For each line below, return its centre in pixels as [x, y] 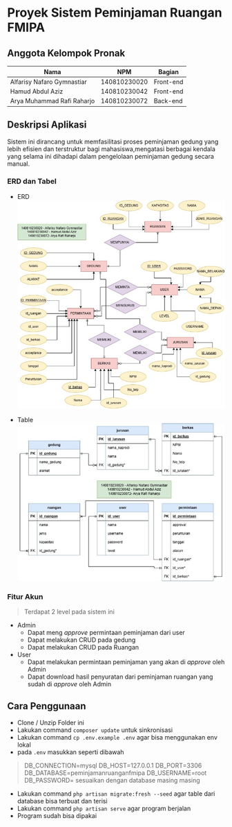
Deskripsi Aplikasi [47, 125]
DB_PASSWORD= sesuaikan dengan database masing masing [112, 781]
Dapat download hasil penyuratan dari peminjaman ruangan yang [120, 677]
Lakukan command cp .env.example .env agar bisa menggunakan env [117, 738]
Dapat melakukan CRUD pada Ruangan [83, 647]
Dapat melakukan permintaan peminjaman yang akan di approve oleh [126, 662]
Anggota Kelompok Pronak [66, 53]
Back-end [168, 101]
